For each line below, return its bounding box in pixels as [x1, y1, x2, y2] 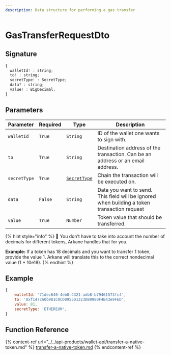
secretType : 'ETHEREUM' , [14, 307, 67, 312]
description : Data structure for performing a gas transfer [5, 7, 136, 13]
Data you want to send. [97, 186, 153, 193]
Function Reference [5, 325, 69, 334]
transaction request [97, 205, 144, 212]
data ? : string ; [10, 82, 44, 87]
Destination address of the [97, 144, 161, 151]
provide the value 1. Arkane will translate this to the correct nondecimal [5, 253, 154, 260]
